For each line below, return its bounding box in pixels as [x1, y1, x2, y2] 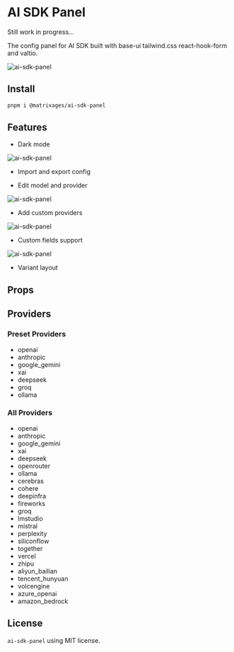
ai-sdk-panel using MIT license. [7, 636, 100, 644]
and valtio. [7, 49, 38, 57]
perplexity [17, 529, 47, 537]
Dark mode [17, 140, 51, 149]
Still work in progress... [7, 28, 74, 36]
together [17, 544, 43, 552]
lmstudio [17, 514, 44, 523]
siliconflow [17, 537, 49, 545]
